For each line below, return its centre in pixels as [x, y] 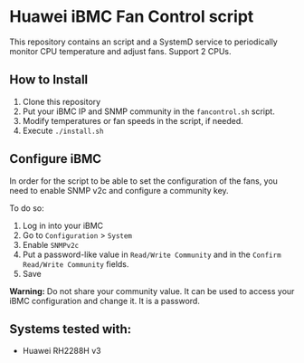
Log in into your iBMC [63, 225]
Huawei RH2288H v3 [62, 351]
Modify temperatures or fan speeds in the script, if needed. [133, 120]
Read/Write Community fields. [76, 263]
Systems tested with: [71, 329]
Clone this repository [62, 101]
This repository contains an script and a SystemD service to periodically [143, 42]
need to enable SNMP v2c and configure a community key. [119, 190]
